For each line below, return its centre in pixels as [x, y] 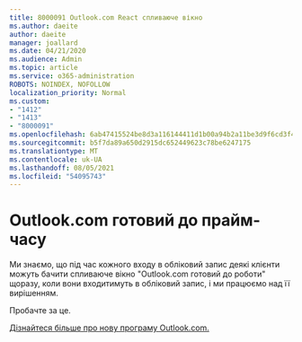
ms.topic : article [44, 68]
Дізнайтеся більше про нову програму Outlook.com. [109, 328]
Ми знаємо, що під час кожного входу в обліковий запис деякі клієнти [145, 265]
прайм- [231, 220]
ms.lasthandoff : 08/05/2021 [62, 168]
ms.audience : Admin [46, 59]
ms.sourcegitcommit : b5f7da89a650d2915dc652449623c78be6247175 [130, 143]
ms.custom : [30, 101]
